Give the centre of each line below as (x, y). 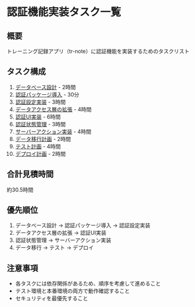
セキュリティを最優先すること (52, 298)
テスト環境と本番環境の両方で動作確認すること (72, 291)
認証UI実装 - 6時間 (38, 117)
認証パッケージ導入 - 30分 (47, 94)
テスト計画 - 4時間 (38, 146)
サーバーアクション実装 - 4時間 (53, 132)
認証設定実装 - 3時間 (40, 102)
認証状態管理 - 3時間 (40, 124)
